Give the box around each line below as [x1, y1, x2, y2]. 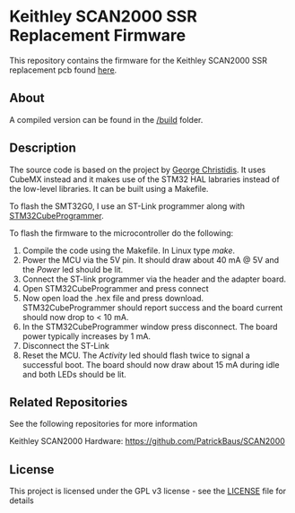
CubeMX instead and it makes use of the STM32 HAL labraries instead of [9, 173, 280, 185]
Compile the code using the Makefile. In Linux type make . [22, 245, 236, 256]
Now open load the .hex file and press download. [22, 292, 204, 303]
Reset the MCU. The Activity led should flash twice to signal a [22, 350, 251, 361]
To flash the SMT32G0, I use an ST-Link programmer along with [9, 200, 245, 212]
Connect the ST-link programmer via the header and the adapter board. [22, 274, 287, 284]
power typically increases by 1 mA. [22, 330, 151, 342]
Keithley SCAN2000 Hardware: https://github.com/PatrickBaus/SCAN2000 [9, 436, 285, 447]
